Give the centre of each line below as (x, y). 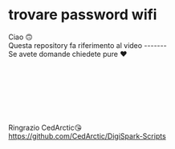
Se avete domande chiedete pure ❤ (68, 54)
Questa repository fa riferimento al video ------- (87, 45)
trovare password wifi (83, 15)
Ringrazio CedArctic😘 (45, 127)
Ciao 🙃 (21, 37)
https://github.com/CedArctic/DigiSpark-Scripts (87, 136)
